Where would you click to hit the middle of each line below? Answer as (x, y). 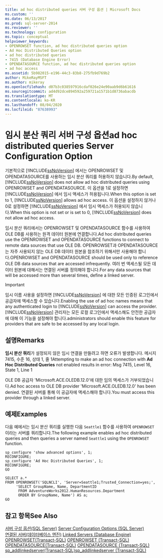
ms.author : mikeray (25, 82)
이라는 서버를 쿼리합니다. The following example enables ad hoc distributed (78, 433)
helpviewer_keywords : (27, 42)
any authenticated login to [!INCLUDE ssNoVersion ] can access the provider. (81, 306)
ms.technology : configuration (36, 32)
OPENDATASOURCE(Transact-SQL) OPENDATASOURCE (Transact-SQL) (77, 545)
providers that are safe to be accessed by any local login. (63, 323)
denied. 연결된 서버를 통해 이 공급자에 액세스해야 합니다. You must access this (80, 392)
